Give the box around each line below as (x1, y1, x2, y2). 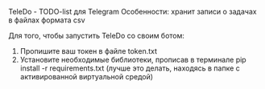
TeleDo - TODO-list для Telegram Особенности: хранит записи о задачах (8, 7, 257, 16)
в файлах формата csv (8, 15, 86, 25)
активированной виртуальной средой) (19, 72, 154, 81)
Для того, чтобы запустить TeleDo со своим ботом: (8, 31, 185, 40)
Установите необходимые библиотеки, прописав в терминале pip (19, 55, 247, 64)
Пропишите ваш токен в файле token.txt (19, 47, 158, 55)
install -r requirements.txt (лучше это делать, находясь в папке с (19, 63, 240, 73)
